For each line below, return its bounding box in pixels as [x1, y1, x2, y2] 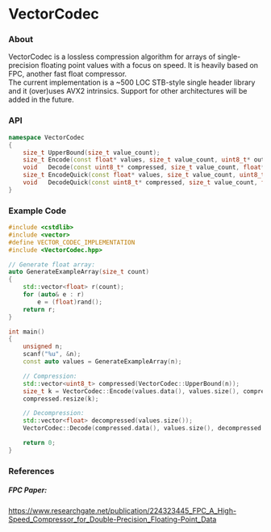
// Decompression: [23, 409, 85, 417]
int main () [8, 328, 45, 336]
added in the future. [8, 94, 74, 105]
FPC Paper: [8, 485, 48, 495]
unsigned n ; [23, 342, 63, 351]
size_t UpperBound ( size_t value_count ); [23, 149, 161, 157]
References [8, 465, 55, 476]
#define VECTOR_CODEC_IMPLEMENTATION [8, 238, 135, 246]
